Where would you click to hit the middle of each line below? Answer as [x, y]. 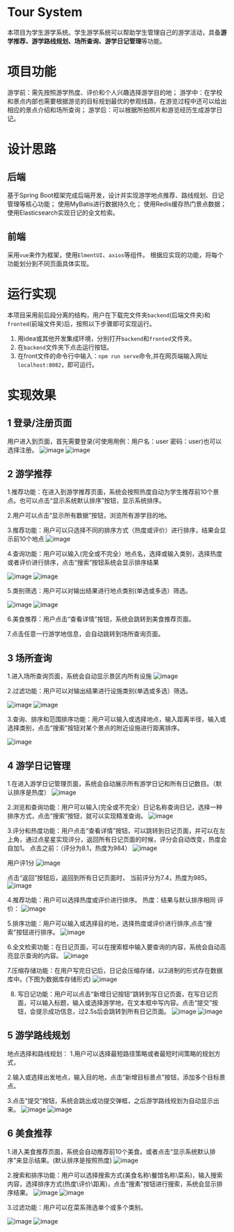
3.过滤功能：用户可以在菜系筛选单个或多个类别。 [77, 1207]
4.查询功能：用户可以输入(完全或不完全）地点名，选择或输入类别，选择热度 [115, 554]
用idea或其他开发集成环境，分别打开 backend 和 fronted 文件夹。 [107, 338]
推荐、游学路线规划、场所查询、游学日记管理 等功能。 [89, 41]
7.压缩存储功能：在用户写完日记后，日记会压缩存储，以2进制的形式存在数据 [115, 971]
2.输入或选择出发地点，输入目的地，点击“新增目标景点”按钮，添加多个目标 [113, 1077]
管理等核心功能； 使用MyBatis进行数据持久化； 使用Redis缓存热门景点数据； [117, 203]
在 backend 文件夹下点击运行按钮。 [65, 347]
